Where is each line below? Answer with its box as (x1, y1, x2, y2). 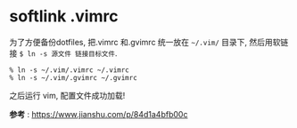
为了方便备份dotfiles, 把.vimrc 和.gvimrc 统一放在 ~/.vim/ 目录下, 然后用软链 (9, 36, 289, 47)
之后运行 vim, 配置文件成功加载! (9, 90, 126, 100)
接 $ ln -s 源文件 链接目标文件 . (9, 47, 118, 59)
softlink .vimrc (9, 6, 119, 27)
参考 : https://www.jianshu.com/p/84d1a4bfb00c (9, 108, 188, 119)
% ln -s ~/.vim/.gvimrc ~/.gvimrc (9, 73, 138, 82)
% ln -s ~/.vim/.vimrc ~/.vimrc (9, 65, 129, 75)
